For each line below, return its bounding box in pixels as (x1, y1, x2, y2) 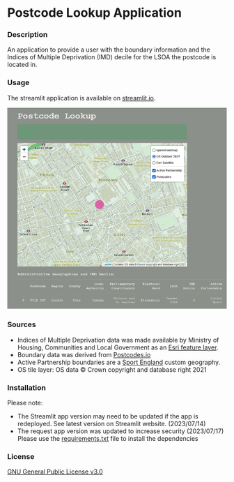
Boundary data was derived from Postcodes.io (17, 350, 151, 359)
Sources (7, 319, 36, 329)
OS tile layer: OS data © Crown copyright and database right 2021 (17, 365, 207, 374)
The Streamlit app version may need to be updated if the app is (17, 412, 198, 421)
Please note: (7, 399, 43, 407)
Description (7, 30, 48, 40)
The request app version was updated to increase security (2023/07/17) (17, 427, 224, 435)
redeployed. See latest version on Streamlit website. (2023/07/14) (17, 420, 206, 428)
